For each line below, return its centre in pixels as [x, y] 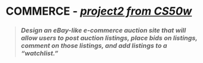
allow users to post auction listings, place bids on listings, [109, 38]
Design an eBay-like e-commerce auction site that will [103, 31]
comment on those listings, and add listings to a [94, 46]
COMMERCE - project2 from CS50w [99, 11]
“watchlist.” [40, 53]
